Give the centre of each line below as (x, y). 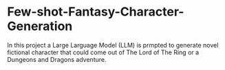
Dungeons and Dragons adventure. (57, 59)
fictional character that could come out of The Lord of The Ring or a (103, 52)
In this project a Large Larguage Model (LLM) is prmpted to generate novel (113, 45)
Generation (40, 26)
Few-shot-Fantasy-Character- (96, 12)
